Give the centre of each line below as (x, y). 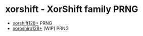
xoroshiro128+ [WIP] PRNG (41, 28)
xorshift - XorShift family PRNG (72, 9)
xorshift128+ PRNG (32, 23)
